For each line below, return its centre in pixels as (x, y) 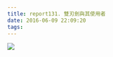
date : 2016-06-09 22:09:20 (47, 20)
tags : (15, 27)
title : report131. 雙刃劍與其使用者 (56, 14)
